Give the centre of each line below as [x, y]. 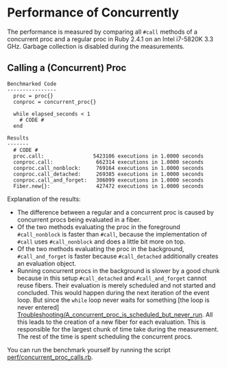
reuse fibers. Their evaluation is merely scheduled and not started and [116, 285]
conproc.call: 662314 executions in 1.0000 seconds [109, 162]
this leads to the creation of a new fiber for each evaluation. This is [111, 322]
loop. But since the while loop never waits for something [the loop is [113, 300]
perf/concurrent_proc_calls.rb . [50, 357]
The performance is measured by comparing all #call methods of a [102, 32]
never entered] [38, 307]
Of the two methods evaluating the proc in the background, [100, 248]
